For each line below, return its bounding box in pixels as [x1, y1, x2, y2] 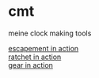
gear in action [8, 60, 54, 69]
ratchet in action [8, 52, 62, 61]
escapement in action [8, 43, 79, 53]
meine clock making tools [8, 28, 92, 38]
